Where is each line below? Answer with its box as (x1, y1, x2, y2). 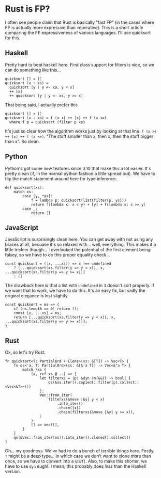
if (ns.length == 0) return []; (14, 306, 79, 311)
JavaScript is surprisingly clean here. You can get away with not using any (5, 237, 153, 242)
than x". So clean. (5, 138, 40, 144)
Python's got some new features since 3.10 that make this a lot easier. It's (5, 165, 151, 171)
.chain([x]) (57, 406, 81, 411)
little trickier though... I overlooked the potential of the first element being (5, 247, 151, 253)
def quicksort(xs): (5, 185, 44, 190)
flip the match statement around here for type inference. (5, 175, 117, 181)
